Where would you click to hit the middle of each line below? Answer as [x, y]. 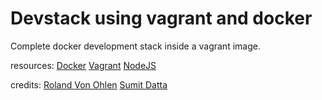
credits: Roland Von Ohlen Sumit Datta [89, 84]
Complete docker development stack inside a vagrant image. [135, 46]
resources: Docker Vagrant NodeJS [83, 65]
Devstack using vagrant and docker [161, 18]
